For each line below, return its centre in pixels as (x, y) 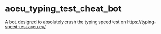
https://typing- (141, 22)
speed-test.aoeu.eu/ (25, 26)
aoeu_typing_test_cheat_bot (63, 9)
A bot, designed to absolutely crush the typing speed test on (65, 22)
